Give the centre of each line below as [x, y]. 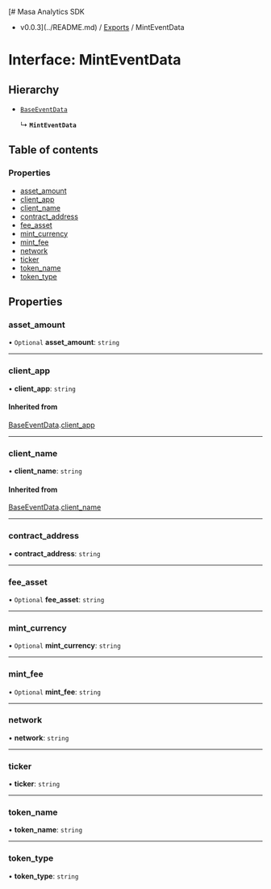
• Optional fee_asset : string [56, 599]
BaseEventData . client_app [52, 425]
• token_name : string [46, 830]
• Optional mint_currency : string [65, 646]
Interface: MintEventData [95, 60]
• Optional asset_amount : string [64, 342]
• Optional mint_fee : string [54, 692]
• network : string [39, 737]
